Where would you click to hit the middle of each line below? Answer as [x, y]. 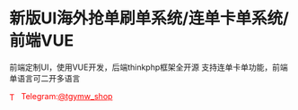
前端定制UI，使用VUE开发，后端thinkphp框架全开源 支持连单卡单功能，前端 [149, 67]
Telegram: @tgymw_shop [67, 96]
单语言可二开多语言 [45, 78]
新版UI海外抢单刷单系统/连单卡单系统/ [149, 18]
